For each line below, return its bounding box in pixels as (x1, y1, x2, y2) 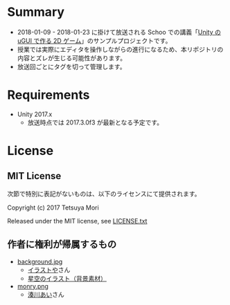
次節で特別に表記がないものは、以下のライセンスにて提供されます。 (7, 190, 201, 198)
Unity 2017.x (17, 110, 53, 118)
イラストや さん (27, 266, 71, 274)
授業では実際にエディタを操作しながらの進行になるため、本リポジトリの (17, 45, 224, 53)
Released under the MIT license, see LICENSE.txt (7, 216, 148, 225)
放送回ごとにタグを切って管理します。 (17, 62, 126, 71)
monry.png (17, 281, 48, 290)
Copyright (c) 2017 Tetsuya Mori (7, 203, 99, 212)
